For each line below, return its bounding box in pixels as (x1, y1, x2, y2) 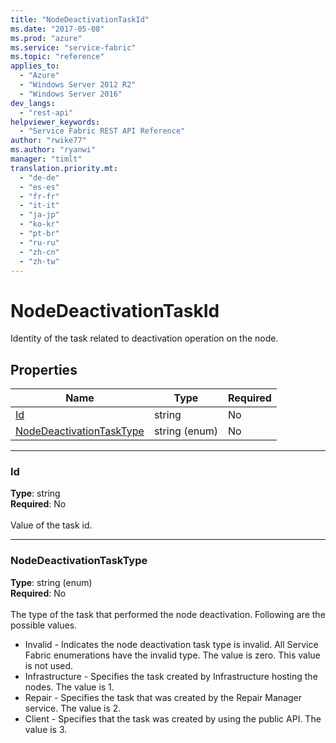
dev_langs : (10, 98, 56, 108)
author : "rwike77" (10, 136, 87, 146)
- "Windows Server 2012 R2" (19, 80, 137, 90)
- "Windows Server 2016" (19, 89, 123, 99)
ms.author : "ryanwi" (10, 145, 97, 155)
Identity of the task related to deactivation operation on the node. (10, 332, 279, 345)
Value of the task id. (10, 519, 93, 531)
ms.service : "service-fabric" (10, 42, 137, 53)
